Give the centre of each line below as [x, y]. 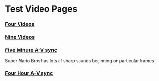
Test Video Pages [41, 9]
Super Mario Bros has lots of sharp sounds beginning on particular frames [79, 61]
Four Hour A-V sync [29, 73]
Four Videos [20, 24]
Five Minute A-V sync [31, 50]
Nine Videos [20, 37]
